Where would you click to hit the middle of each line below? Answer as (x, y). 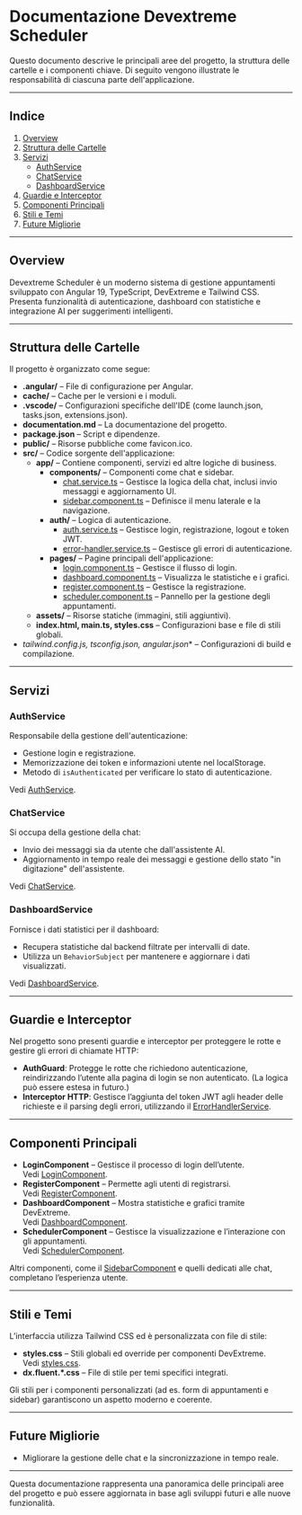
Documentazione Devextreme (123, 17)
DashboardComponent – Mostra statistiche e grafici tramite (133, 1203)
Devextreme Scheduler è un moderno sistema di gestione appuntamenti (142, 282)
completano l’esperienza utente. (69, 1278)
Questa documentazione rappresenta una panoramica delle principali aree (147, 1484)
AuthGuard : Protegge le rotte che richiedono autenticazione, (135, 1068)
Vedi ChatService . (43, 886)
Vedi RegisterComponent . (70, 1193)
